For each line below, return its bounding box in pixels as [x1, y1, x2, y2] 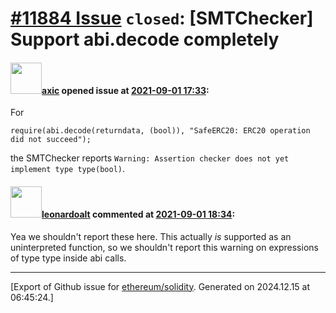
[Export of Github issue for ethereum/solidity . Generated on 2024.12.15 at [10, 280, 311, 292]
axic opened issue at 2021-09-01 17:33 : [41, 84, 210, 96]
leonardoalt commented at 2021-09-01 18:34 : [41, 208, 236, 220]
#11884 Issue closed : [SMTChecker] [10, 7, 314, 30]
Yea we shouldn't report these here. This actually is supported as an [10, 230, 292, 242]
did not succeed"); [10, 135, 92, 145]
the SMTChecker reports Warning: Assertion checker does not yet [10, 152, 290, 164]
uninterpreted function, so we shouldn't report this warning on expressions [10, 241, 319, 253]
